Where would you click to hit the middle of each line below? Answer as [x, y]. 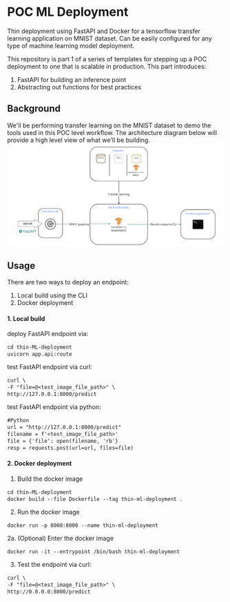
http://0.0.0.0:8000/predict [49, 592]
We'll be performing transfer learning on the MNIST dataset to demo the [109, 125]
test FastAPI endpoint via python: [54, 407]
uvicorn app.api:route [40, 354]
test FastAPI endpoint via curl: [50, 367]
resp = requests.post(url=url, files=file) [71, 448]
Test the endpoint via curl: [54, 564]
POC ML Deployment [68, 12]
